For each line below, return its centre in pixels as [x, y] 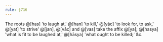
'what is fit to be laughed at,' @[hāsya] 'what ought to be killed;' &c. [74, 34]
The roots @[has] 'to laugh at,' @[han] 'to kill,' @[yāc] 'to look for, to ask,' [80, 24]
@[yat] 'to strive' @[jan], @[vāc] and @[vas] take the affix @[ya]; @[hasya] [82, 29]
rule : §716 [16, 10]
